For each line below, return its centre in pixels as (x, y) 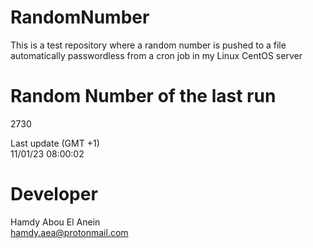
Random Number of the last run (143, 96)
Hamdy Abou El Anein (55, 222)
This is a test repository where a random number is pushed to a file (148, 45)
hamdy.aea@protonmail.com (69, 232)
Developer (54, 194)
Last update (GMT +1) (55, 143)
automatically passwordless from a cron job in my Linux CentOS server (156, 55)
